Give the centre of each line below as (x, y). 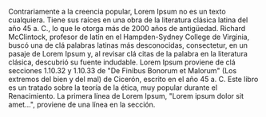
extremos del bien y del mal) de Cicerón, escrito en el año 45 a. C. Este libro (133, 79)
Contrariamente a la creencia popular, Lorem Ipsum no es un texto (117, 12)
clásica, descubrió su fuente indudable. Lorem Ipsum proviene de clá (122, 62)
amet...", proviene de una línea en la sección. (82, 104)
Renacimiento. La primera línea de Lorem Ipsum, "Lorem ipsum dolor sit (126, 96)
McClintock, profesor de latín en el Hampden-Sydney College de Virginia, (129, 37)
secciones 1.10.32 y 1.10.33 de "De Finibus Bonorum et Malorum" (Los (123, 70)
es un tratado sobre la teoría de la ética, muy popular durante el (113, 88)
